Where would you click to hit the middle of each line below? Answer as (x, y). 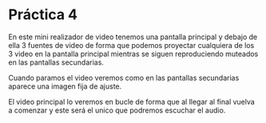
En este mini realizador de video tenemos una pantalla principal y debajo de (133, 37)
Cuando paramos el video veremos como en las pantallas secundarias (124, 77)
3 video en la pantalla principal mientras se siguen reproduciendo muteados (133, 54)
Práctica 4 (43, 15)
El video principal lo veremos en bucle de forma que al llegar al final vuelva (132, 101)
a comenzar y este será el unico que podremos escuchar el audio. (117, 110)
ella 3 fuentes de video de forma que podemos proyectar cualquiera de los (131, 45)
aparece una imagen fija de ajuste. (65, 86)
